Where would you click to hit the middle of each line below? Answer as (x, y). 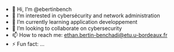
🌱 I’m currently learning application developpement (74, 22)
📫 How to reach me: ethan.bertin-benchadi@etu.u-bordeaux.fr (90, 35)
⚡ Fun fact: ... (28, 44)
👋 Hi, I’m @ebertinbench (42, 9)
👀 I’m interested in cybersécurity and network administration (86, 16)
